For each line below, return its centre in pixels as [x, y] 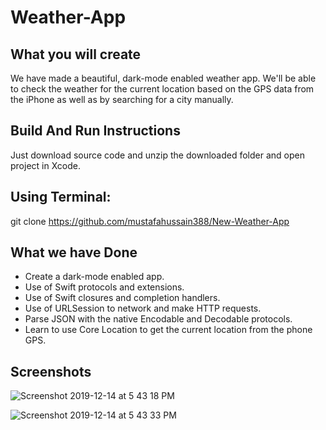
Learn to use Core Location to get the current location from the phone [168, 330]
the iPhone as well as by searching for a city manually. [122, 99]
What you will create [76, 54]
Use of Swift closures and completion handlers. [122, 298]
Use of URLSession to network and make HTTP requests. [143, 308]
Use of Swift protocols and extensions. [104, 287]
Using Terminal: [61, 197]
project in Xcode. [45, 165]
